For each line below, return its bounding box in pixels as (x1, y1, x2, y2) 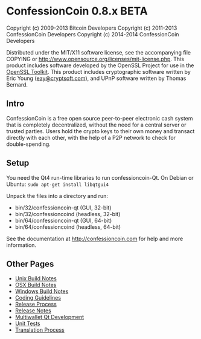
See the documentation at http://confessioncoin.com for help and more (6, 235, 183, 242)
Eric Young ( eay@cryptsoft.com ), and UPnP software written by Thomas (6, 74, 187, 82)
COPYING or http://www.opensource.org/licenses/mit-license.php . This (6, 55, 184, 62)
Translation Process (14, 326, 65, 334)
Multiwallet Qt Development (14, 314, 85, 321)
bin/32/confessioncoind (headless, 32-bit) (14, 210, 121, 217)
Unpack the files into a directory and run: (6, 192, 109, 199)
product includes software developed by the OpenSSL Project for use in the (6, 62, 194, 69)
